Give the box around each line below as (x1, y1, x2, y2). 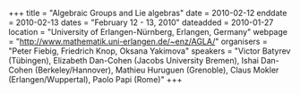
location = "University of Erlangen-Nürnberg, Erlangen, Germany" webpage (8, 27, 288, 37)
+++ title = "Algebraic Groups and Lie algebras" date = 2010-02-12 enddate (8, 8, 287, 18)
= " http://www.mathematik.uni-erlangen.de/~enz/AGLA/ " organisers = (8, 36, 268, 47)
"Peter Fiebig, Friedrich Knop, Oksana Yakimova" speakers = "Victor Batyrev (8, 46, 291, 56)
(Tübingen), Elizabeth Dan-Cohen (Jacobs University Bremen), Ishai (8, 56, 259, 65)
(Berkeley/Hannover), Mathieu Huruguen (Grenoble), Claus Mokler (34, 64, 279, 75)
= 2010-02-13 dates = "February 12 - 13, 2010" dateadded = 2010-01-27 (8, 17, 274, 28)
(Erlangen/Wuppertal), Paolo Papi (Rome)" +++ (8, 74, 183, 84)
